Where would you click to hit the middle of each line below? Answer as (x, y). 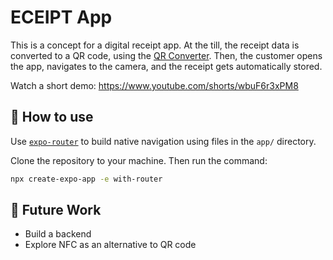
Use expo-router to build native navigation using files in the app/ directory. (163, 141)
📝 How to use (52, 117)
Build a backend (58, 234)
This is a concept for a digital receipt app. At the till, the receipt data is (155, 45)
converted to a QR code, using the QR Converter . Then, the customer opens (166, 55)
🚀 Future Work (56, 210)
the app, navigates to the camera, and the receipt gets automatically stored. (166, 66)
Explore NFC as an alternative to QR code (110, 245)
